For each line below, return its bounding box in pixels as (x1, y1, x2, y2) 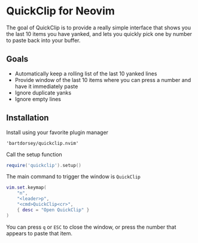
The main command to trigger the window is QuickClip (6, 173, 141, 180)
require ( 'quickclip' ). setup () (6, 162, 82, 168)
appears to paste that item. (6, 229, 73, 237)
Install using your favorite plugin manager (6, 129, 109, 136)
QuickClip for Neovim (6, 4, 115, 18)
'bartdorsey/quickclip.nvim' (6, 140, 79, 146)
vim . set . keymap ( (6, 184, 47, 191)
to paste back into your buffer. (6, 37, 81, 44)
